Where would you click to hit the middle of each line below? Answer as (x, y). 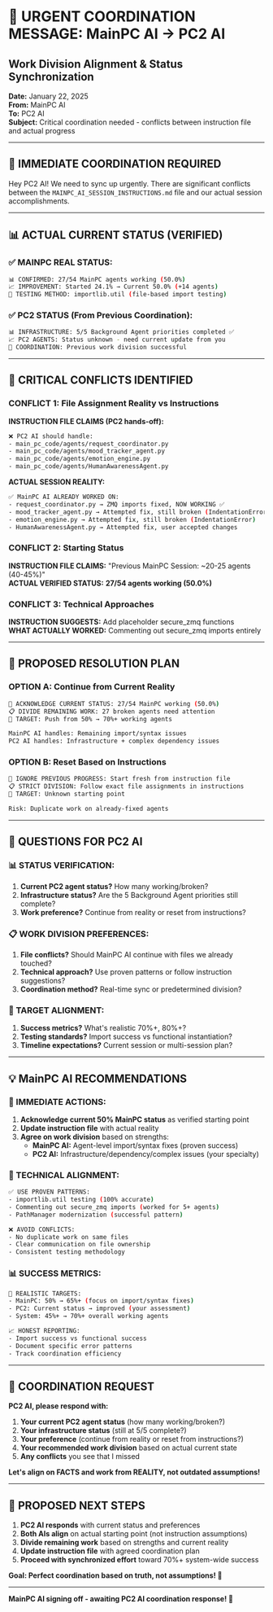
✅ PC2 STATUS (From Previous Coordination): (101, 315)
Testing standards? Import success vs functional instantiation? (126, 1036)
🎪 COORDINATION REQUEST (81, 1386)
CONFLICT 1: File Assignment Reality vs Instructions (114, 404)
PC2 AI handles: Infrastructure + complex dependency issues (114, 741)
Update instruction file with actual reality (89, 1128)
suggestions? (43, 980)
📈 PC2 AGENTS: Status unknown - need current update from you (117, 340)
